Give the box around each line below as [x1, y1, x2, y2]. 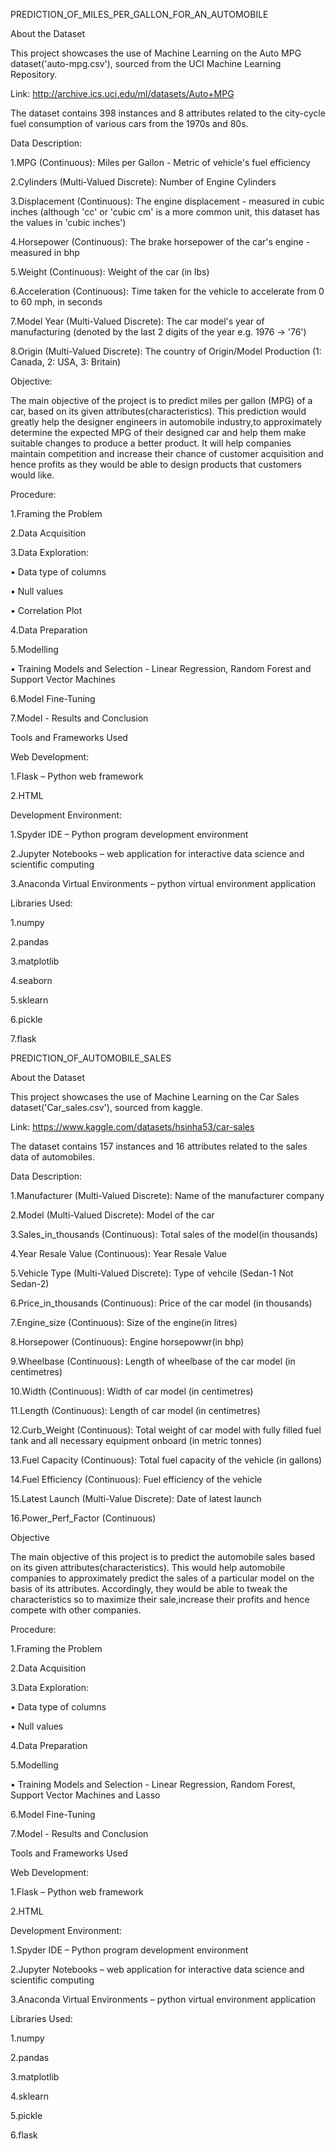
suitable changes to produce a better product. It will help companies [10, 437, 292, 449]
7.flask [10, 1033, 37, 1044]
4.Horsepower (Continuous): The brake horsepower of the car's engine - [10, 236, 311, 248]
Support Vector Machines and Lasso [10, 1789, 161, 1801]
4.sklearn [10, 2090, 49, 2102]
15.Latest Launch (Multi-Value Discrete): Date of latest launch [10, 1493, 262, 1504]
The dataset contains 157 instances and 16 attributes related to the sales [10, 1140, 308, 1152]
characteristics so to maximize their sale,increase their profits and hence [10, 1594, 310, 1605]
